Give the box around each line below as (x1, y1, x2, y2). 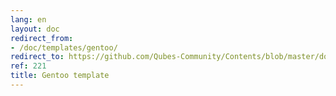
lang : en (10, 14, 47, 25)
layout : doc (10, 24, 60, 34)
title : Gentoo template (10, 71, 110, 81)
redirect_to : (10, 52, 65, 62)
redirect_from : (10, 33, 74, 43)
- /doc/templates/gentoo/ (10, 42, 118, 53)
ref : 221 (10, 61, 47, 71)
